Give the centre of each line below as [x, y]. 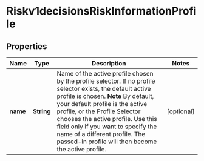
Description [109, 63]
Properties [27, 46]
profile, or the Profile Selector [99, 111]
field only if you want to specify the [107, 126]
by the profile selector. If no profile [106, 81]
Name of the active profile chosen [105, 74]
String [42, 111]
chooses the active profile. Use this [107, 119]
